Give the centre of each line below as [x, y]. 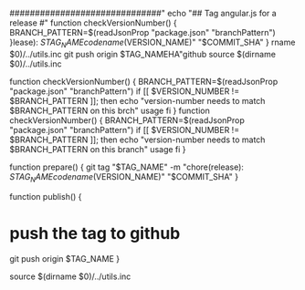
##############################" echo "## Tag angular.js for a [143, 13]
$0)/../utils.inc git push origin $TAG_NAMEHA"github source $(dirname [143, 54]
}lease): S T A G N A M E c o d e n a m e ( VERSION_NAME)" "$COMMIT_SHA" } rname [152, 43]
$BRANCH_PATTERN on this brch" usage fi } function [110, 110]
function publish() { [46, 196]
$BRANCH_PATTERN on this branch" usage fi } [98, 149]
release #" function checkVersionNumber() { [94, 23]
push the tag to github [95, 233]
